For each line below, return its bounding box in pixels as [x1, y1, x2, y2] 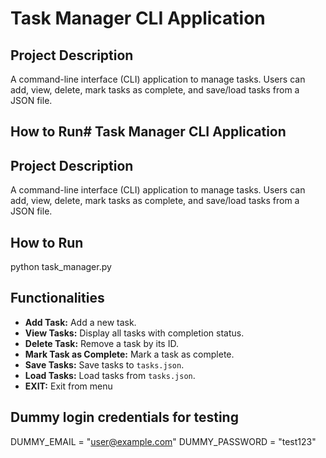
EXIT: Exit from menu [24, 380, 113, 392]
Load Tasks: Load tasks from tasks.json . [24, 369, 196, 381]
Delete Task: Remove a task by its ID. [24, 337, 179, 349]
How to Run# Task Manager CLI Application [10, 123, 287, 141]
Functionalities [10, 290, 105, 307]
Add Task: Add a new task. [24, 316, 137, 328]
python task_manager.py [10, 261, 112, 273]
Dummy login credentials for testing [10, 409, 239, 426]
